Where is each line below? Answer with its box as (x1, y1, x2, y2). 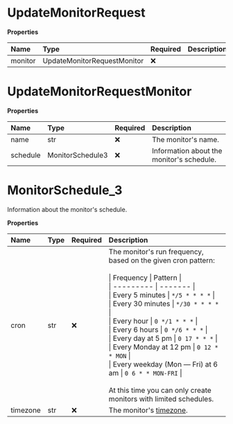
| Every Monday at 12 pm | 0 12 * (108, 342, 218, 351)
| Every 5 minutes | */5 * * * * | (108, 290, 215, 299)
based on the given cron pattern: (108, 255, 215, 265)
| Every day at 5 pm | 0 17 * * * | (108, 333, 218, 343)
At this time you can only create (108, 385, 212, 395)
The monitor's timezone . (108, 405, 189, 415)
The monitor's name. (151, 134, 220, 144)
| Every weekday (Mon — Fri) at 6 (108, 359, 218, 369)
